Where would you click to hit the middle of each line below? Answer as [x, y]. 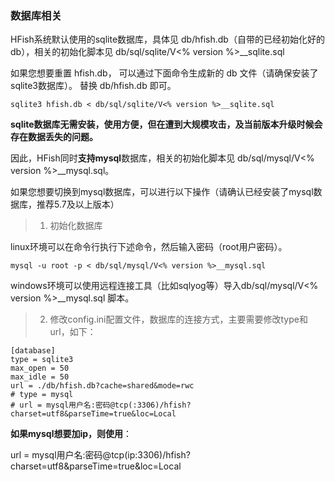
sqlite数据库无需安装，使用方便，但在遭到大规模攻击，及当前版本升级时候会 [166, 124]
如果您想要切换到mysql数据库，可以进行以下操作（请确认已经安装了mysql [162, 192]
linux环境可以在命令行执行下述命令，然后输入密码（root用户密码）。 [149, 247]
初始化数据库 [76, 226]
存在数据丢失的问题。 [54, 137]
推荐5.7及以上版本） [78, 204]
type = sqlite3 [42, 360]
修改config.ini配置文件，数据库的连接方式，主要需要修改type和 [178, 319]
